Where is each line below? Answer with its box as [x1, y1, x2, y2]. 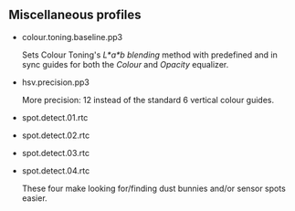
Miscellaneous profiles [8, 7, 142, 23]
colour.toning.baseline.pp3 [21, 31, 123, 42]
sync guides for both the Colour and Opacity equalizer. [21, 58, 229, 69]
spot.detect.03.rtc [21, 147, 90, 158]
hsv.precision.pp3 [21, 77, 90, 88]
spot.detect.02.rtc [21, 130, 90, 141]
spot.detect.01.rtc [21, 111, 89, 122]
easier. [21, 192, 47, 204]
